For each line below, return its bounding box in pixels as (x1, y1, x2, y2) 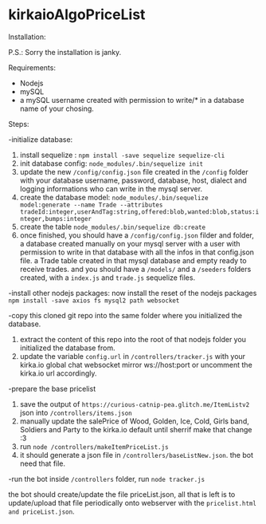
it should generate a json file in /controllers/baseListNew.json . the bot (19, 450, 253, 459)
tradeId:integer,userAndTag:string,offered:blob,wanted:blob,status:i (19, 207, 260, 216)
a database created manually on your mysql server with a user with (19, 238, 241, 248)
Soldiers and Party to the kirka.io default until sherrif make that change (19, 424, 252, 434)
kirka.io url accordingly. (19, 368, 97, 378)
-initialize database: (8, 134, 73, 144)
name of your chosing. (19, 104, 94, 113)
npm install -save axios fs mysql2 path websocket (8, 297, 180, 305)
